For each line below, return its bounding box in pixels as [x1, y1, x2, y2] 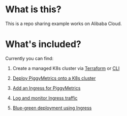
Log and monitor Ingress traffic [12, 95, 78, 101]
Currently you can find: [5, 55, 54, 61]
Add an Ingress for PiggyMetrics [12, 85, 81, 91]
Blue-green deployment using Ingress [12, 105, 92, 111]
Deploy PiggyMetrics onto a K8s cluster [12, 75, 96, 81]
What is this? [5, 4, 62, 15]
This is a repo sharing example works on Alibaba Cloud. [5, 20, 122, 27]
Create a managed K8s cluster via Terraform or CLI [12, 65, 120, 71]
